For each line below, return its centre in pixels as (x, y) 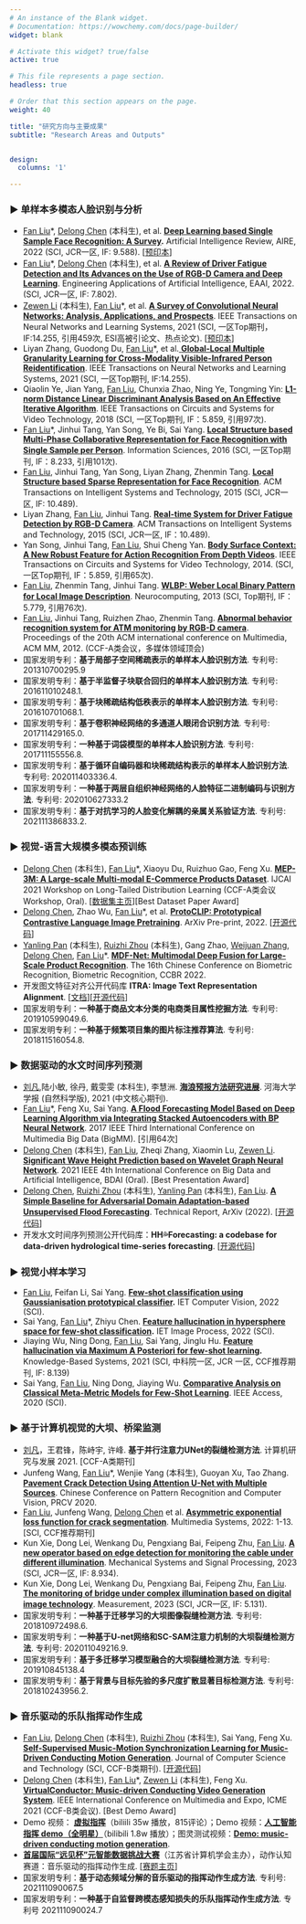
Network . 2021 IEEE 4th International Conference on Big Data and (147, 1170)
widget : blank (37, 35)
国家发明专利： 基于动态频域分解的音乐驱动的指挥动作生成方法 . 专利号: (154, 1877)
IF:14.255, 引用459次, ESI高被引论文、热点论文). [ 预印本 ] (128, 338)
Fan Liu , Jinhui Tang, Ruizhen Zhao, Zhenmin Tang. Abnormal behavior (157, 618)
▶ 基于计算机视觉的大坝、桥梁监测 (85, 1428)
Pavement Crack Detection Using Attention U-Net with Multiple (145, 1483)
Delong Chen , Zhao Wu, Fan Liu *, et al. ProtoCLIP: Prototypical (142, 911)
